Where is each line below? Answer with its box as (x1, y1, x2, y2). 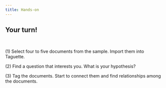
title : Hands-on (5, 7, 39, 12)
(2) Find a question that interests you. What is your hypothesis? (5, 63, 136, 70)
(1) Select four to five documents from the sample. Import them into (5, 48, 144, 55)
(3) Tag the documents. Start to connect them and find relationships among (5, 73, 161, 79)
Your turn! (5, 26, 38, 34)
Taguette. (5, 54, 25, 60)
